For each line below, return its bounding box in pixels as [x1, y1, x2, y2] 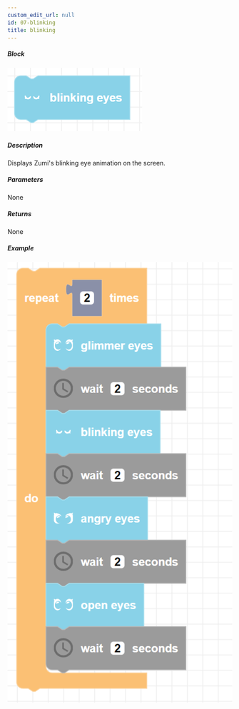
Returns [7, 209, 32, 218]
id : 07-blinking [7, 19, 56, 26]
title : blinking [7, 26, 56, 34]
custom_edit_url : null [7, 11, 75, 19]
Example [7, 243, 34, 253]
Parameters [7, 175, 44, 183]
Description [7, 141, 44, 149]
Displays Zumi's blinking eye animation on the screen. [7, 159, 166, 168]
